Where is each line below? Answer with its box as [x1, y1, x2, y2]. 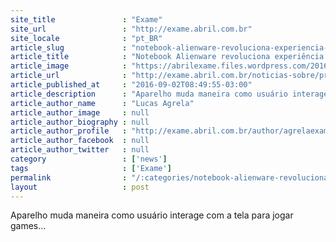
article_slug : [10, 42, 128, 53]
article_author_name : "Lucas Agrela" [10, 98, 195, 108]
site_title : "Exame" [10, 14, 163, 25]
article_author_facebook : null [10, 136, 150, 146]
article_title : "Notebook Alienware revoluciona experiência [10, 52, 325, 62]
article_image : [10, 61, 128, 71]
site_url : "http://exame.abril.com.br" [10, 24, 253, 34]
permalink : [10, 172, 128, 183]
